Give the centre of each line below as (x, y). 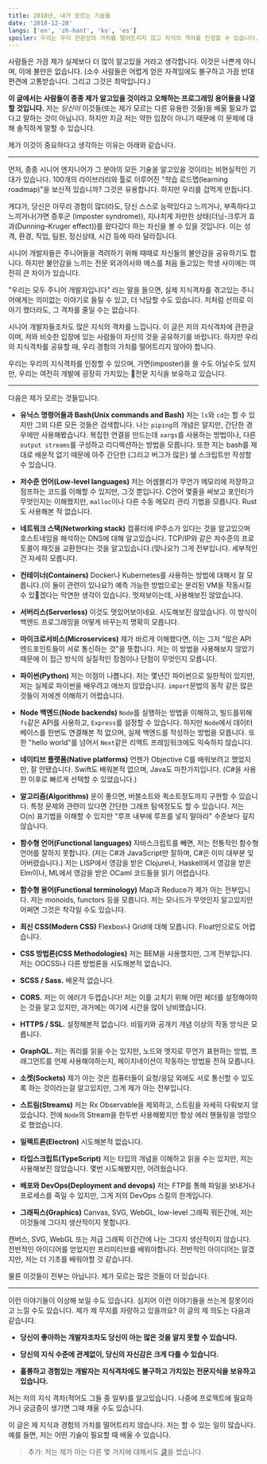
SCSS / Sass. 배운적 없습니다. (67, 981)
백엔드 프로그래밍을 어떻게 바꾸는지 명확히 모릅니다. (99, 622)
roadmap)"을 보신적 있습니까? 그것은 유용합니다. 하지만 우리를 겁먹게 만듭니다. (130, 190)
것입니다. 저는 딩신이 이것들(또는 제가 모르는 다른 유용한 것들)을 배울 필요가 (132, 108)
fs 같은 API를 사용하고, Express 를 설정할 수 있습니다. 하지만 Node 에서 (126, 722)
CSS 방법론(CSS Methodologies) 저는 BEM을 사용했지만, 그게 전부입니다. (136, 953)
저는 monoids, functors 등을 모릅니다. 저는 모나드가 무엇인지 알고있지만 (142, 900)
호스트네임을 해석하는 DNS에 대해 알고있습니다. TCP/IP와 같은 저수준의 (130, 538)
